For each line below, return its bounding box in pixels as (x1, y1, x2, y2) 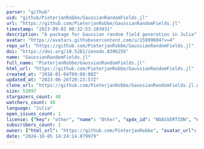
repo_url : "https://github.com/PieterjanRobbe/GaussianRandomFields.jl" (6, 43, 194, 49)
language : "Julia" (6, 105, 53, 111)
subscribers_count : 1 (6, 122, 61, 128)
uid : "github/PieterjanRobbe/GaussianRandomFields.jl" (6, 15, 148, 21)
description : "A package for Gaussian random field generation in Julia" (6, 32, 197, 38)
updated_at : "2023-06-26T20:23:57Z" (6, 77, 99, 83)
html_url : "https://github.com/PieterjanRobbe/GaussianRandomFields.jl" (6, 65, 194, 72)
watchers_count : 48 (6, 99, 56, 105)
